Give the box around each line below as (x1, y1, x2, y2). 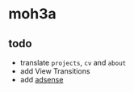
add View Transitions (19, 66, 90, 76)
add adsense (19, 75, 64, 84)
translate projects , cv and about (19, 58, 127, 67)
